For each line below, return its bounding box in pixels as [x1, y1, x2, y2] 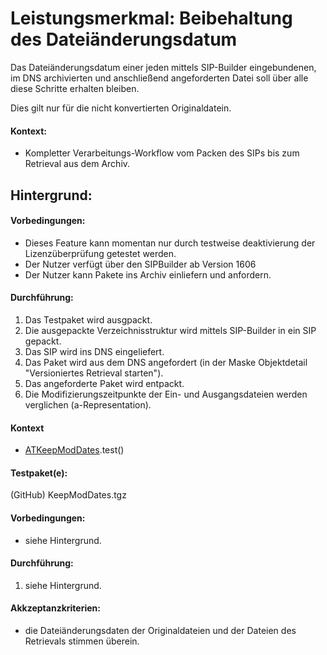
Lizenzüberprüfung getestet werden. [24, 247, 177, 259]
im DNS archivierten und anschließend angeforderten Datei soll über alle [10, 72, 309, 84]
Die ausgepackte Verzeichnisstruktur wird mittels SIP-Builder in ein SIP [24, 324, 317, 336]
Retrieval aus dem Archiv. [24, 158, 131, 170]
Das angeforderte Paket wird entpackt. [24, 377, 185, 389]
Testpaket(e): [10, 467, 68, 479]
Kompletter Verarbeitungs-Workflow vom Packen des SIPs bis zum [24, 147, 300, 159]
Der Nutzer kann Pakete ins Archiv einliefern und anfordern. [24, 268, 272, 281]
